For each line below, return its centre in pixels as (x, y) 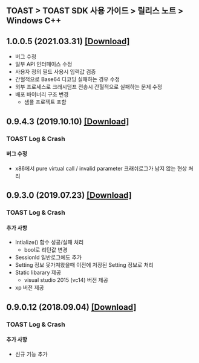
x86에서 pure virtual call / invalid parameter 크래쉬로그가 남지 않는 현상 (101, 168)
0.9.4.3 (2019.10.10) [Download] (68, 121)
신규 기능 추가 (31, 354)
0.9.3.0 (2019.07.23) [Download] (69, 195)
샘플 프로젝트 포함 (45, 102)
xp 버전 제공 (29, 288)
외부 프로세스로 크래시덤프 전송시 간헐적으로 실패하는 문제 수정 (88, 87)
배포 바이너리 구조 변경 (42, 94)
